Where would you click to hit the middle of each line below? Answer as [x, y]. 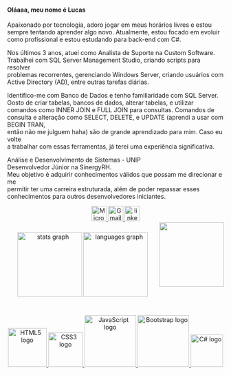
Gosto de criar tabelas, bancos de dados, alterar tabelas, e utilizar [100, 103]
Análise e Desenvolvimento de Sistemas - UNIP [74, 160]
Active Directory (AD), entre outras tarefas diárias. [78, 82]
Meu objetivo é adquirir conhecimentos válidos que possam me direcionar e [114, 175]
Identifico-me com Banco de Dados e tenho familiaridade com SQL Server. [113, 96]
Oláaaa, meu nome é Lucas [46, 10]
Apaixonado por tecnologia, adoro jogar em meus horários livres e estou [109, 25]
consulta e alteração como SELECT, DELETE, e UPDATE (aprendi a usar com [115, 118]
